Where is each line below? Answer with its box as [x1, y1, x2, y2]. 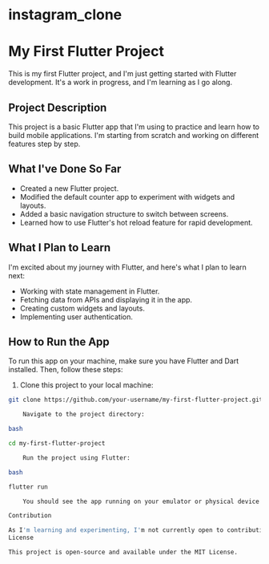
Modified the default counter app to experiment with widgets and [19, 192, 235, 201]
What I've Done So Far [8, 162, 122, 176]
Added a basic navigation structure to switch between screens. [19, 209, 229, 218]
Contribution [8, 512, 52, 520]
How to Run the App [8, 335, 110, 348]
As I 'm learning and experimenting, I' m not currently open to [8, 526, 224, 534]
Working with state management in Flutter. [19, 286, 160, 296]
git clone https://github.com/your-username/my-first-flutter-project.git [8, 396, 263, 404]
